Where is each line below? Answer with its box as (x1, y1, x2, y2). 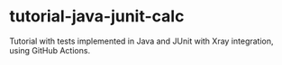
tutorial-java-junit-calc (9, 6, 185, 27)
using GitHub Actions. (9, 45, 91, 55)
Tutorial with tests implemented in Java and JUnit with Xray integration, (9, 36, 274, 46)
